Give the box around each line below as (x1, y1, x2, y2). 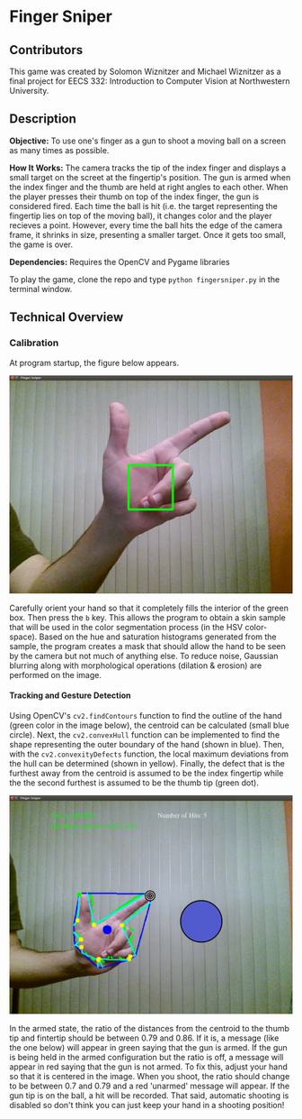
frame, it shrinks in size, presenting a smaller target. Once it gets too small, (9, 229, 287, 240)
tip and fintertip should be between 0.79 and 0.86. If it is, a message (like (9, 1032, 280, 1043)
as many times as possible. (9, 144, 110, 155)
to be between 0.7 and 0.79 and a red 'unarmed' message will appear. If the (9, 1080, 290, 1091)
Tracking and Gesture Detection (9, 690, 131, 701)
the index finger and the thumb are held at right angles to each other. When (9, 181, 289, 192)
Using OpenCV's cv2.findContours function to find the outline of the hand (9, 711, 282, 721)
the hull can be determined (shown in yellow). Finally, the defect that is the (9, 758, 285, 769)
